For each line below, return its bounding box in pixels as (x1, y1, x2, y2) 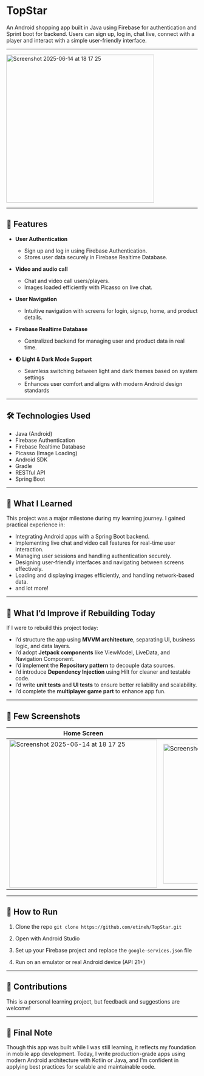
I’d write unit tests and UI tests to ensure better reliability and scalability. (15, 681, 197, 688)
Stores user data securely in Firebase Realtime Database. (24, 253, 168, 260)
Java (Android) (15, 430, 53, 437)
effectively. (15, 565, 43, 573)
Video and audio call (15, 265, 68, 273)
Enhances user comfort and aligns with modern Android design (24, 380, 183, 387)
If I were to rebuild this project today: (6, 624, 98, 632)
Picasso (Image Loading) (15, 449, 78, 456)
